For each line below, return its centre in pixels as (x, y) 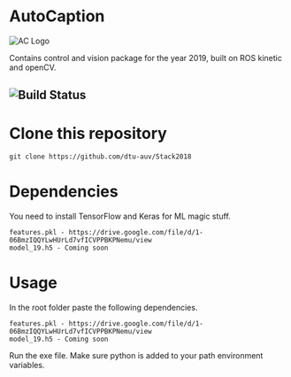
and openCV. (33, 67)
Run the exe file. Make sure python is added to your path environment (136, 356)
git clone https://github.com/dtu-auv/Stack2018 (100, 157)
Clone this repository (88, 133)
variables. (27, 365)
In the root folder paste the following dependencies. (103, 308)
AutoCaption (57, 16)
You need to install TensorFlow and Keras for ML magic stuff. (120, 216)
